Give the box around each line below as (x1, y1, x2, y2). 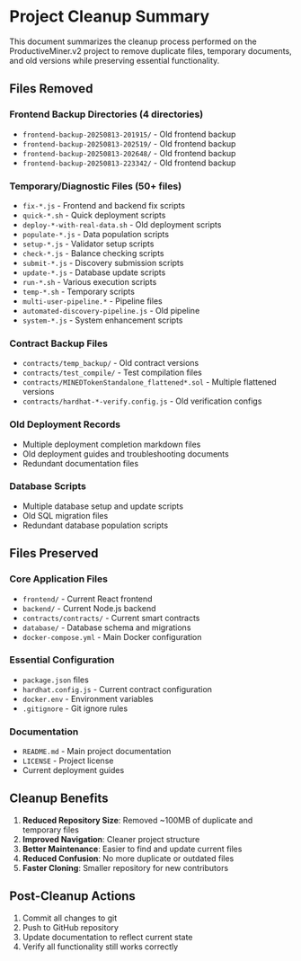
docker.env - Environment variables (22, 693, 155, 704)
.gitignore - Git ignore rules (22, 703, 128, 714)
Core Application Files (9, 573, 108, 585)
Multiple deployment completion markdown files (22, 439, 201, 449)
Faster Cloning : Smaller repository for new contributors (22, 862, 229, 873)
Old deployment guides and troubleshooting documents (22, 448, 229, 459)
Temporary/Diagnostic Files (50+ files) (9, 180, 182, 192)
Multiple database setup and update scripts (22, 501, 184, 512)
